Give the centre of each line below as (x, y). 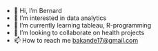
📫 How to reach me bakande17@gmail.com (76, 40)
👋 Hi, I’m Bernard (38, 11)
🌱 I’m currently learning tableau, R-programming (82, 25)
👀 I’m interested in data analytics (60, 18)
